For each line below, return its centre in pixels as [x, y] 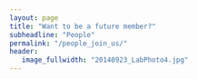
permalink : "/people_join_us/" [69, 43]
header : [24, 52]
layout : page [34, 18]
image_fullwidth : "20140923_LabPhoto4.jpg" [105, 60]
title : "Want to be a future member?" [83, 26]
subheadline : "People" [52, 35]
